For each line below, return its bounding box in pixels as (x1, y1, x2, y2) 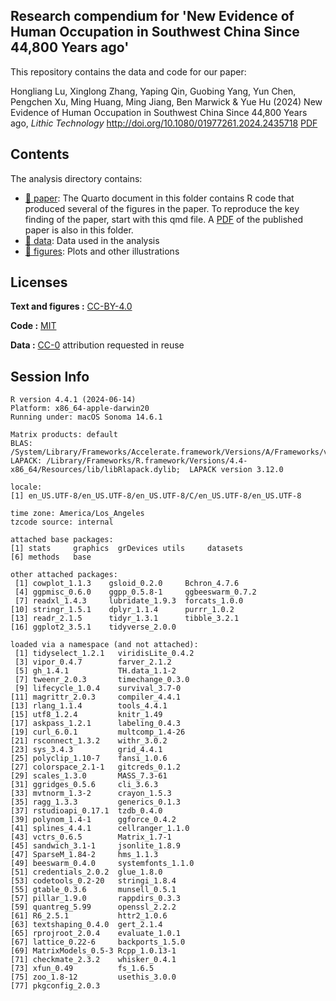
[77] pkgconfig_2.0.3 (10, 981, 101, 991)
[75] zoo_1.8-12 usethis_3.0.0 (10, 972, 177, 983)
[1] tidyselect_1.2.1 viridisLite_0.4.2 (14, 649, 195, 659)
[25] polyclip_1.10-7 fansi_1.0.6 (10, 754, 168, 764)
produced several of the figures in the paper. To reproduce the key (24, 202, 300, 214)
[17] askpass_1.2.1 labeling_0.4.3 (10, 719, 182, 729)
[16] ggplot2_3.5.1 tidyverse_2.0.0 (10, 622, 177, 633)
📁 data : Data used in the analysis (24, 234, 160, 246)
